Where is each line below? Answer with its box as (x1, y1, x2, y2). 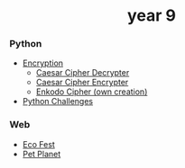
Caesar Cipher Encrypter (35, 77, 129, 88)
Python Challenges (22, 96, 93, 107)
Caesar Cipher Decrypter (35, 67, 130, 78)
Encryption (22, 57, 64, 68)
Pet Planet (22, 148, 61, 159)
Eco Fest (22, 138, 56, 149)
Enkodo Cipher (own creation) (35, 86, 148, 97)
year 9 (127, 5, 176, 26)
